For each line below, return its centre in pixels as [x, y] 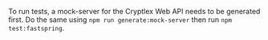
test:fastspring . [37, 28]
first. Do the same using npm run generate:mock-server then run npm [120, 20]
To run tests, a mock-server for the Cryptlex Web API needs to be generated [134, 11]
